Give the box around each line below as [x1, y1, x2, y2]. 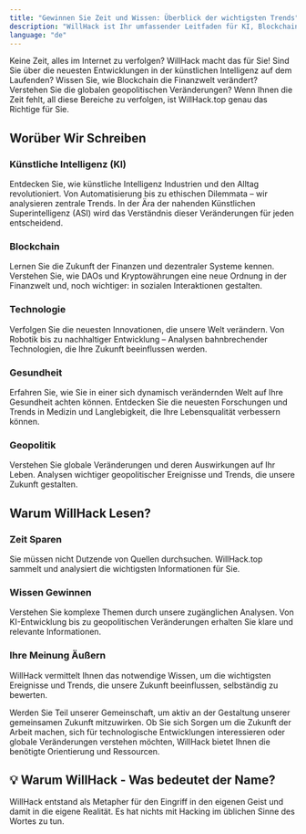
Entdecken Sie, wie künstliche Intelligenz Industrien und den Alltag [9, 179, 260, 190]
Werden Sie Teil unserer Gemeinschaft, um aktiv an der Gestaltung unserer [9, 707, 291, 718]
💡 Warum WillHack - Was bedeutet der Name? [9, 772, 276, 787]
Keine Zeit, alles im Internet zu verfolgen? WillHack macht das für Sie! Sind [9, 56, 290, 67]
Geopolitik [9, 438, 56, 451]
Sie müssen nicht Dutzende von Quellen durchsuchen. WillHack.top [9, 554, 263, 565]
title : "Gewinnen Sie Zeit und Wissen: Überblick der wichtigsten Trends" [9, 13, 300, 23]
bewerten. [9, 689, 48, 700]
